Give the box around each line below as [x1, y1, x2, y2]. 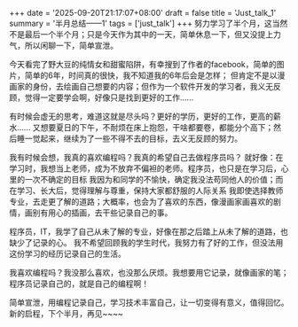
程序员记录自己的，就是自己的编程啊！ [9, 278, 149, 289]
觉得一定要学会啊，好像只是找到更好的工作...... [24, 92, 194, 103]
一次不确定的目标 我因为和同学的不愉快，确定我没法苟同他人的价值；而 [24, 175, 284, 184]
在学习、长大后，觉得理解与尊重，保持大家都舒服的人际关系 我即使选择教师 [9, 185, 284, 196]
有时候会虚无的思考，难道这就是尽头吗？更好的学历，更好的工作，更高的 [9, 111, 273, 121]
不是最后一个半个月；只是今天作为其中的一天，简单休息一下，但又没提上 [9, 29, 273, 39]
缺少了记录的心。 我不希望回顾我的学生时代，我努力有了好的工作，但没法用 [9, 237, 284, 247]
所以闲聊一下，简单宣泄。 [24, 40, 118, 51]
